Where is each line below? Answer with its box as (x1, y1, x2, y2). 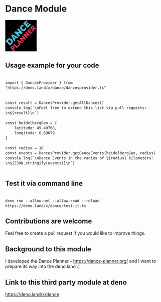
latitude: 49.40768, (14, 125, 57, 131)
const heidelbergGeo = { (5, 120, 57, 126)
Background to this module (5, 245, 91, 253)
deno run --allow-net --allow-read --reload (5, 198, 100, 204)
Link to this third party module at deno (5, 278, 127, 286)
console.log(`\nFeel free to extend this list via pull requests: (5, 105, 147, 111)
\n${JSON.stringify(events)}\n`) (5, 160, 75, 166)
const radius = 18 (5, 145, 44, 151)
